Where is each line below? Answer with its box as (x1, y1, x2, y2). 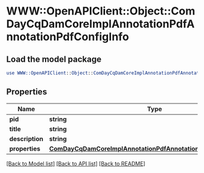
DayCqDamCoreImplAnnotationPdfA (6, 17, 195, 31)
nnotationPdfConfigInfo (6, 30, 129, 44)
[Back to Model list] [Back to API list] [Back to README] (6, 160, 146, 167)
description (9, 134, 44, 143)
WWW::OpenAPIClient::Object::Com (6, 4, 195, 18)
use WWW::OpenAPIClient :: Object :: (6, 70, 94, 76)
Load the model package (6, 54, 102, 64)
